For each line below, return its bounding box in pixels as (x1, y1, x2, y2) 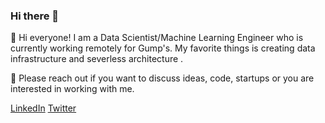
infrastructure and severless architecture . (10, 53, 184, 65)
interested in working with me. (10, 83, 135, 95)
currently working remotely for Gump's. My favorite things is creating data (10, 42, 316, 54)
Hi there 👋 (10, 9, 60, 23)
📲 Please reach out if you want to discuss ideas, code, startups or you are (10, 72, 315, 84)
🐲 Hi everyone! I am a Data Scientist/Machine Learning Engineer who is (10, 32, 304, 44)
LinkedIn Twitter (10, 102, 77, 114)
